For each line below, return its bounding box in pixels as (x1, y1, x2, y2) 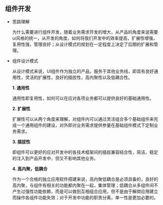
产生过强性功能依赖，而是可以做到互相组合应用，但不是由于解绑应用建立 (12, 188, 158, 194)
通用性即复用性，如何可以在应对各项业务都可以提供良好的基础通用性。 (12, 95, 154, 101)
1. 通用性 (12, 85, 30, 91)
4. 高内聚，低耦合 (12, 166, 48, 172)
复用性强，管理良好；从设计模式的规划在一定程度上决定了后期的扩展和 (12, 41, 154, 47)
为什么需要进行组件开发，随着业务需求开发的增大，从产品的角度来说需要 (12, 29, 158, 35)
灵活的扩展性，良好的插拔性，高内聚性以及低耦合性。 (25, 74, 133, 80)
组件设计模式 (12, 58, 38, 64)
